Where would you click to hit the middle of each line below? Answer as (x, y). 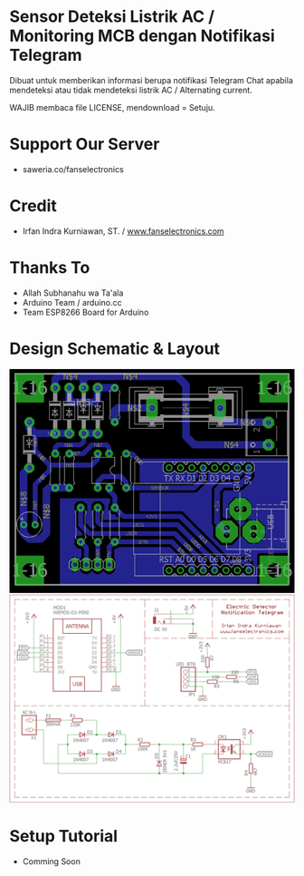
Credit (33, 206)
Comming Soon (52, 861)
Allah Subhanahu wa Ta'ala (73, 293)
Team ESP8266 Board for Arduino (85, 312)
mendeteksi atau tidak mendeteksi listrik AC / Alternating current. (131, 90)
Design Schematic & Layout (114, 349)
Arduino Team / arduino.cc (72, 302)
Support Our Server (85, 145)
